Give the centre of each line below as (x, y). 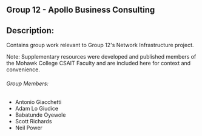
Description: (30, 31)
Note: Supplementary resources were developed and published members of (101, 57)
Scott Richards (33, 121)
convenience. (23, 70)
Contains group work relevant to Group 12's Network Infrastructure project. (100, 45)
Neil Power (29, 128)
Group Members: (27, 83)
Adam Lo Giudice (37, 109)
